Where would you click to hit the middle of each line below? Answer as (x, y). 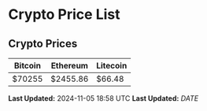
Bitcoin (28, 66)
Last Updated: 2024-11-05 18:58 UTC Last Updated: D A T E (103, 98)
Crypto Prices (43, 44)
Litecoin (111, 66)
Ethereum (70, 66)
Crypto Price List (64, 15)
